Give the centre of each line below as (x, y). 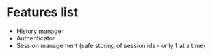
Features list (42, 12)
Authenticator (36, 38)
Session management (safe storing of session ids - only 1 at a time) (111, 45)
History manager (40, 31)
